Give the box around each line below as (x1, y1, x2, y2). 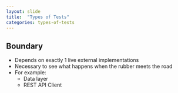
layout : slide (6, 8, 41, 15)
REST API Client (23, 81, 62, 88)
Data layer (23, 75, 49, 82)
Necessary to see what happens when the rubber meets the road (14, 63, 173, 70)
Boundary (6, 41, 43, 51)
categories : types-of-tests (6, 19, 75, 25)
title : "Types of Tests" (6, 14, 69, 20)
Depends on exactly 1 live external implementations (14, 57, 139, 64)
